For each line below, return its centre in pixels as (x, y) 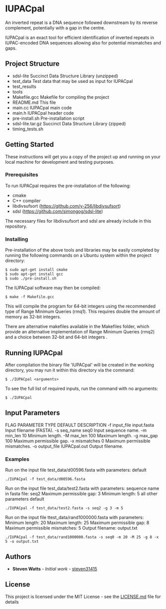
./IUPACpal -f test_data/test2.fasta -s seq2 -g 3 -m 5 (64, 508)
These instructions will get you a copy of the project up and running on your (83, 156)
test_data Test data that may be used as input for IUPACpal (73, 81)
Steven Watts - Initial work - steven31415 (55, 569)
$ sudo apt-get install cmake (37, 270)
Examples (17, 459)
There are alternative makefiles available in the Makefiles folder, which (77, 326)
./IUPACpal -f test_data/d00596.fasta (45, 479)
